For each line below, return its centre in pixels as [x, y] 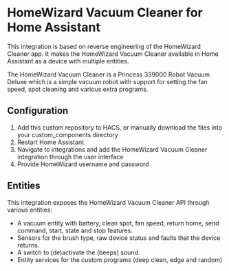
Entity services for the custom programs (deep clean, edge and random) [120, 259]
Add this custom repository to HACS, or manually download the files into [119, 127]
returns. [28, 245]
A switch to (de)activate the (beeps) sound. [78, 252]
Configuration [38, 111]
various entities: [30, 210]
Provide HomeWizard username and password [83, 164]
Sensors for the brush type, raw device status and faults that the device [119, 238]
